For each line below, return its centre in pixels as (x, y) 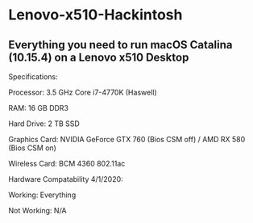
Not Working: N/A (37, 210)
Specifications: (33, 77)
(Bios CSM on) (32, 148)
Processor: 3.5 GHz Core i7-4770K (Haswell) (83, 92)
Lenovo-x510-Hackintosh (95, 15)
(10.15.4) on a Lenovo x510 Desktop (99, 57)
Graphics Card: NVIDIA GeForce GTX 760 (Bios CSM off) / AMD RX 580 (127, 139)
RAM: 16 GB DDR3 (39, 108)
